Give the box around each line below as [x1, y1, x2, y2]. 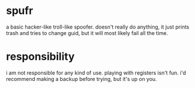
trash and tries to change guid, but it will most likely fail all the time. [6, 29, 168, 36]
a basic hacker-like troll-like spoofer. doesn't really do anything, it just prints [6, 23, 189, 30]
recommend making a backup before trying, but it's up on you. [6, 75, 157, 82]
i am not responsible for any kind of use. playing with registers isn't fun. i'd [6, 69, 186, 76]
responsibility [6, 50, 75, 64]
